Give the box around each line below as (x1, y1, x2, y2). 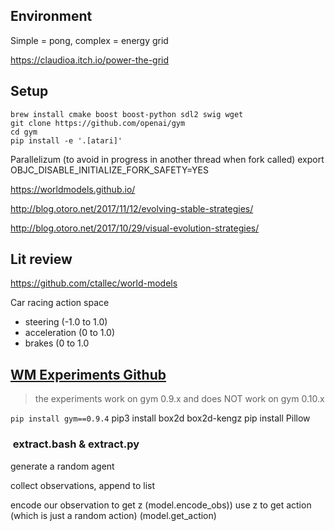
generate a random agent (10, 460, 115, 472)
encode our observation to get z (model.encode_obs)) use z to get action (10, 499, 312, 511)
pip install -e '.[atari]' (10, 135, 123, 146)
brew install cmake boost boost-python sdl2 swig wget (10, 109, 244, 119)
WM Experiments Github (10, 366, 167, 383)
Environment (10, 8, 93, 25)
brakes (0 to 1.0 (24, 337, 90, 349)
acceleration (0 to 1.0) (24, 327, 116, 339)
